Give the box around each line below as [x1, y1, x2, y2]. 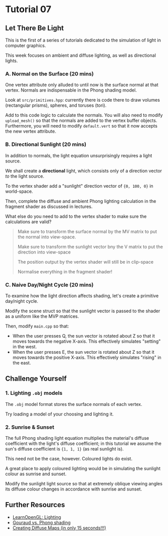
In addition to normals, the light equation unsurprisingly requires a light [5, 152, 152, 158]
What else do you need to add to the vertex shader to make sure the [5, 213, 147, 219]
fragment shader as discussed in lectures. [5, 203, 93, 210]
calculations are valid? [5, 219, 52, 225]
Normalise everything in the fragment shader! [17, 268, 113, 274]
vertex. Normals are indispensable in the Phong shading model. [5, 87, 137, 93]
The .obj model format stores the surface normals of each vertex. [5, 401, 142, 407]
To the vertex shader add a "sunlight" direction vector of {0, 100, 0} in [5, 183, 154, 189]
